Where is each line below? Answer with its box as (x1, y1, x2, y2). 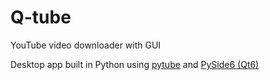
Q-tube (10, 6, 72, 29)
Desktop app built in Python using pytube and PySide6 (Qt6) (10, 58, 260, 70)
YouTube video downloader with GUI (10, 39, 162, 51)
